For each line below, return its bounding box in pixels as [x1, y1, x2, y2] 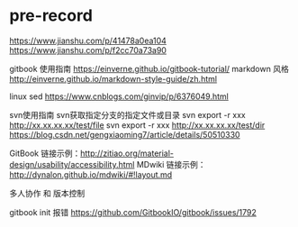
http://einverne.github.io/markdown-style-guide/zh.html [9, 73, 218, 84]
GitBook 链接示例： [9, 148, 81, 159]
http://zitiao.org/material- [80, 148, 174, 159]
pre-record [9, 5, 93, 26]
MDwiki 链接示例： [136, 159, 206, 169]
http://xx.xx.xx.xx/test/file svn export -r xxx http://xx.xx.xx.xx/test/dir [9, 119, 266, 131]
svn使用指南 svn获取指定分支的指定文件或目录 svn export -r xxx [9, 109, 246, 120]
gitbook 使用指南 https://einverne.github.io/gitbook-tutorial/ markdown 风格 [9, 63, 290, 74]
